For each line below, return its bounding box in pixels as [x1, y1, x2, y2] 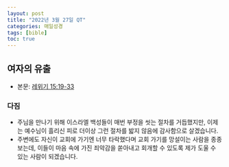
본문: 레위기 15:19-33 [16, 82, 75, 90]
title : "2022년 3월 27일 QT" [7, 16, 86, 23]
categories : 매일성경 [7, 23, 63, 30]
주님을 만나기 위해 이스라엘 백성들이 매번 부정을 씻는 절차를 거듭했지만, [16, 118, 206, 126]
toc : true [7, 36, 36, 43]
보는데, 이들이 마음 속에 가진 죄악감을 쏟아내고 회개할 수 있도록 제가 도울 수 [16, 144, 217, 152]
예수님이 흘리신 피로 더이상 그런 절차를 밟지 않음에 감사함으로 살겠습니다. [24, 126, 219, 135]
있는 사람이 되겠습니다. [16, 153, 78, 161]
